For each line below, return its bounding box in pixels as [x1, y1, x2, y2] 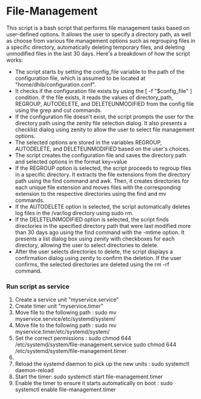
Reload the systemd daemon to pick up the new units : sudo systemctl [14, 360, 190, 368]
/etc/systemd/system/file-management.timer [14, 348, 127, 355]
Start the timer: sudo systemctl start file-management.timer [14, 373, 163, 380]
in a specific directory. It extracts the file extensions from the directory [14, 170, 191, 178]
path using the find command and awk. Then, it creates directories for [14, 177, 189, 184]
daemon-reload [14, 367, 54, 374]
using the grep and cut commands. [14, 106, 103, 114]
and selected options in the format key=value [14, 158, 128, 165]
